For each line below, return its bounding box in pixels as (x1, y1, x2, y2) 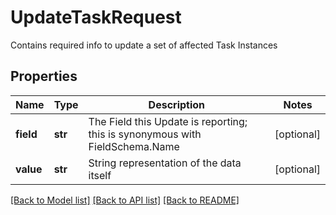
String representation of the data (88, 156, 242, 170)
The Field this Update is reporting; (88, 114, 248, 128)
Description (148, 97, 206, 111)
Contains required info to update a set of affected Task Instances (10, 39, 278, 51)
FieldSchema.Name (88, 139, 180, 153)
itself (88, 168, 112, 182)
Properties (10, 68, 78, 85)
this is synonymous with (88, 127, 202, 141)
